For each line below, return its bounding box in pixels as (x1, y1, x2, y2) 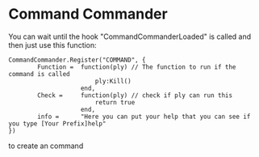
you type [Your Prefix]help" (8, 119, 107, 128)
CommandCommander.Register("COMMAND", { (8, 56, 147, 64)
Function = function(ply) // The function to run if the (37, 62, 236, 71)
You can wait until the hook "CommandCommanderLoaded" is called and (8, 32, 252, 41)
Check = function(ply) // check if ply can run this (37, 91, 232, 100)
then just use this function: (8, 40, 97, 49)
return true (94, 98, 136, 106)
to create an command (8, 141, 84, 151)
